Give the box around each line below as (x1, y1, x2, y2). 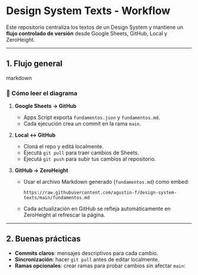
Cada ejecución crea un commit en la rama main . (23, 120, 141, 127)
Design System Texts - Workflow (6, 4, 171, 18)
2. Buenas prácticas (6, 234, 81, 244)
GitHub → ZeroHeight (14, 167, 69, 174)
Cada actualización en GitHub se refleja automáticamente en (23, 205, 171, 213)
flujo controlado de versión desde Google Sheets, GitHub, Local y (6, 29, 168, 37)
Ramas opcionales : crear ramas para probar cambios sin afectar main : (14, 262, 186, 269)
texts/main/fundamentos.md (23, 195, 90, 201)
